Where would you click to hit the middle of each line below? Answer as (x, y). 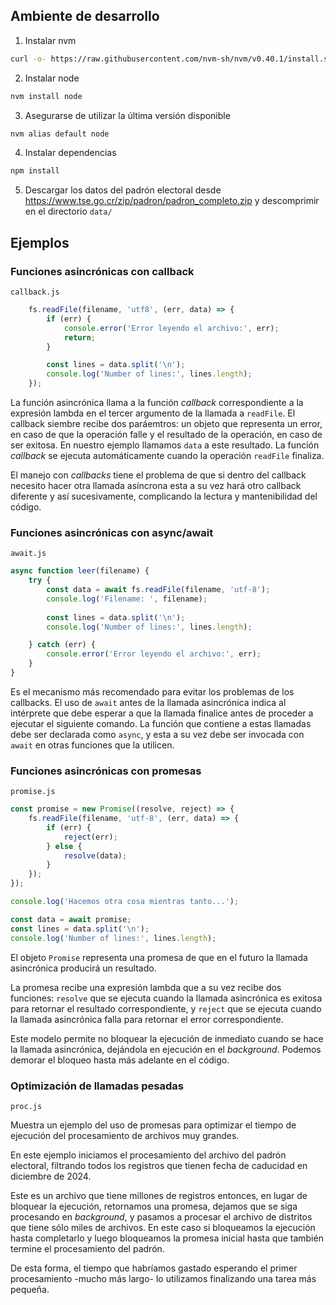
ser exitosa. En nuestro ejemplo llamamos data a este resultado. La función (165, 445)
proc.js (26, 1106)
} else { (64, 846)
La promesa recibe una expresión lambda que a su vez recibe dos (146, 987)
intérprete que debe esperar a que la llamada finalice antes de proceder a (162, 713)
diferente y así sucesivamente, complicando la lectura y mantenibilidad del (164, 496)
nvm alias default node (60, 134)
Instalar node (52, 78)
